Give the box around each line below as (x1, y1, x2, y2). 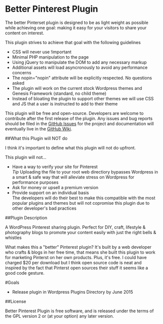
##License (5, 298, 27, 304)
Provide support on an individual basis (12, 190, 89, 195)
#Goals (5, 280, 19, 285)
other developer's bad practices (12, 205, 77, 211)
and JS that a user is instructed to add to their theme (12, 101, 118, 107)
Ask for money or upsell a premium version (12, 184, 99, 190)
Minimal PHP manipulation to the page (12, 54, 89, 60)
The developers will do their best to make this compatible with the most (12, 194, 156, 201)
